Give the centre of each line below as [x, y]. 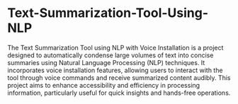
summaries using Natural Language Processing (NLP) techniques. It [106, 62]
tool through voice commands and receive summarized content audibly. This [119, 77]
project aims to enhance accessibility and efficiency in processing [104, 85]
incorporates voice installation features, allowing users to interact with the [115, 70]
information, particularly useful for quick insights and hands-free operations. [119, 93]
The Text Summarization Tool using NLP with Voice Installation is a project [115, 47]
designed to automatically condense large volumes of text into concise [110, 55]
